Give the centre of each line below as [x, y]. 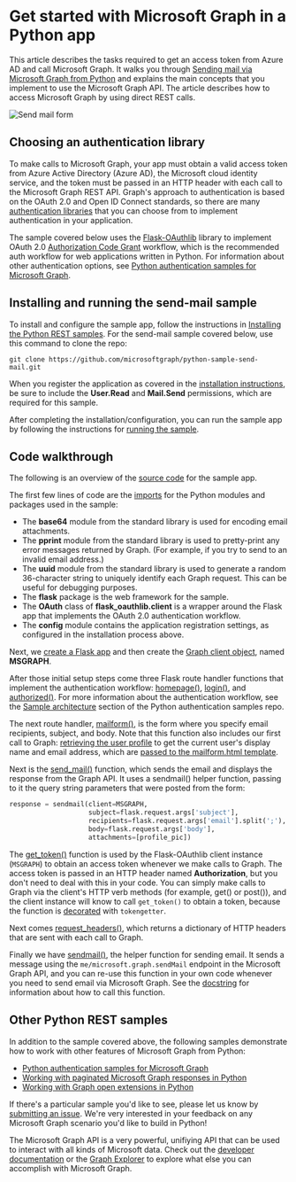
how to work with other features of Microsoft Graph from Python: [127, 1051]
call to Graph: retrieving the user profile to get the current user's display [140, 743]
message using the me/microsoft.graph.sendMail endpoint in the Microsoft [145, 964]
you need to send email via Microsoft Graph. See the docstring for [129, 983]
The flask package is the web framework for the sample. [125, 597]
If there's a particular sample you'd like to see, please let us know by [134, 1104]
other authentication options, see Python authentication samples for [133, 265]
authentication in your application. [71, 220]
